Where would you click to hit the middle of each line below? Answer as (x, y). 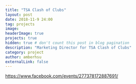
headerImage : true (24, 33)
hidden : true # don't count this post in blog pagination (67, 43)
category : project (24, 52)
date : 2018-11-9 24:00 (29, 19)
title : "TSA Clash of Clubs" (36, 10)
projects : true (21, 38)
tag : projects (20, 24)
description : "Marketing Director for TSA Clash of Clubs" (69, 48)
